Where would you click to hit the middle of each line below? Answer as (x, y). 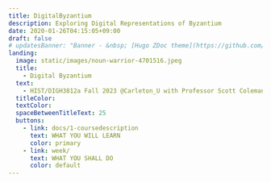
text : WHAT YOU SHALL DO (71, 158)
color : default (55, 166)
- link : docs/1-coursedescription (81, 128)
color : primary (55, 143)
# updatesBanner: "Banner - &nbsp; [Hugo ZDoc (88, 46)
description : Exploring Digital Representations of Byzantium (115, 23)
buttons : (30, 121)
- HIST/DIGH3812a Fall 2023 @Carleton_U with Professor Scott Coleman (144, 91)
